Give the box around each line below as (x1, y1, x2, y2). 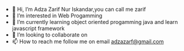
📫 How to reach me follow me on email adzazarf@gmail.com (11, 38, 164, 45)
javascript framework (11, 25, 65, 32)
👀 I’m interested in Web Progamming (11, 12, 103, 19)
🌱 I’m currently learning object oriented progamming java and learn (11, 19, 179, 25)
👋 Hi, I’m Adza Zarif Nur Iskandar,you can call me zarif (11, 6, 146, 13)
